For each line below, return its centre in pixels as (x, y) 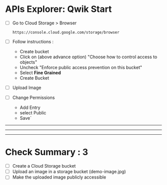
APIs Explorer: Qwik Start (58, 9)
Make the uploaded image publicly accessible (59, 177)
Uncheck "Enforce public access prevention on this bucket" (81, 68)
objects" (28, 62)
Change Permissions (34, 97)
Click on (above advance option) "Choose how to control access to (88, 57)
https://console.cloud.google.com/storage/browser (66, 32)
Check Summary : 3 (47, 152)
